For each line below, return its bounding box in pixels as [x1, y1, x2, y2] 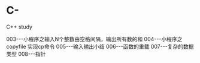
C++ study [6, 23, 33, 30]
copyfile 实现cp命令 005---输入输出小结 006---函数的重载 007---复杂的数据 [6, 43, 194, 50]
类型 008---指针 [6, 50, 46, 57]
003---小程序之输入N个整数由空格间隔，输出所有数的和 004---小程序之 [6, 35, 183, 42]
